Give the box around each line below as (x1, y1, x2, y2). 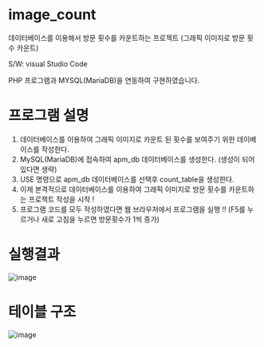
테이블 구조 (8, 303, 77, 321)
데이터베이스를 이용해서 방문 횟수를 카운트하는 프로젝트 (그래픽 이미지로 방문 (8, 33, 246, 42)
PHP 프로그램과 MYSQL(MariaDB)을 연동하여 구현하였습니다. (8, 75, 200, 85)
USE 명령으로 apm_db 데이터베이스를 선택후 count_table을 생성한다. (19, 174, 234, 184)
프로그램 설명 (8, 106, 89, 125)
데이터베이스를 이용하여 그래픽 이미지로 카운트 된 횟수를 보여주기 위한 (19, 134, 235, 144)
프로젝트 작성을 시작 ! (28, 194, 95, 204)
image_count (8, 6, 97, 24)
